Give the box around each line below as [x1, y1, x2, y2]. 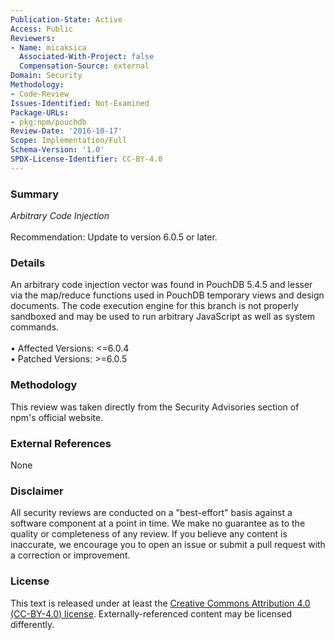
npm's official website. [10, 411, 104, 423]
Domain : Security [10, 71, 83, 81]
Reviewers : [10, 33, 56, 43]
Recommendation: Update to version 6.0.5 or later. [10, 231, 218, 243]
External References [10, 436, 112, 450]
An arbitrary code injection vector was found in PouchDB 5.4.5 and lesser [10, 279, 313, 291]
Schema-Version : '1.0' [10, 145, 105, 155]
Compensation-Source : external [19, 61, 150, 71]
